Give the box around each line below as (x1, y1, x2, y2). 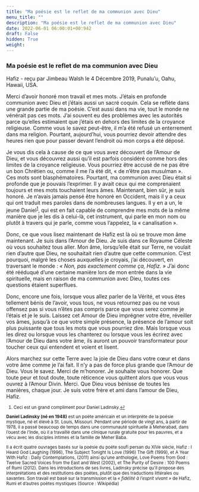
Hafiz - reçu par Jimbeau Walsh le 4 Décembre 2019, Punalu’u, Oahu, (6, 75, 176, 82)
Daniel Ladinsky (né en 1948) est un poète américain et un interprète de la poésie (6, 414, 174, 420)
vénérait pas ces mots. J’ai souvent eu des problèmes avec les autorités (6, 112, 183, 119)
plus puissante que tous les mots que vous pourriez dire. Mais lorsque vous (6, 324, 191, 331)
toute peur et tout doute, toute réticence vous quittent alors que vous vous (6, 374, 188, 381)
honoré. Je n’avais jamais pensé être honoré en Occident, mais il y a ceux (6, 193, 186, 200)
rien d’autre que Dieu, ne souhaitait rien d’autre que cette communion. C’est (6, 249, 191, 256)
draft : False (6, 31, 39, 37)
